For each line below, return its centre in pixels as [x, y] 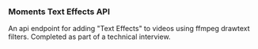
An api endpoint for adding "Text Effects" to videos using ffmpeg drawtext [129, 29]
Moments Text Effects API [59, 12]
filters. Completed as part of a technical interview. [89, 37]
